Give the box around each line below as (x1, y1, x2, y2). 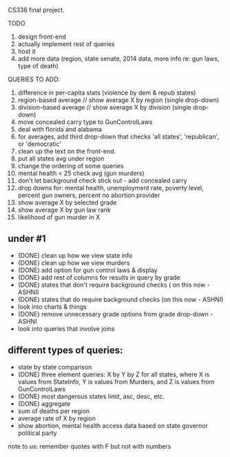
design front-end (17, 32, 66, 41)
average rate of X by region (17, 414, 96, 423)
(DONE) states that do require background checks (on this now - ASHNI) (17, 295, 224, 303)
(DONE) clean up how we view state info (17, 251, 133, 259)
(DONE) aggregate (17, 399, 71, 407)
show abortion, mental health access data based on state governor (17, 421, 209, 429)
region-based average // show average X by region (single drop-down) (17, 96, 220, 104)
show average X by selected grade (17, 199, 117, 206)
